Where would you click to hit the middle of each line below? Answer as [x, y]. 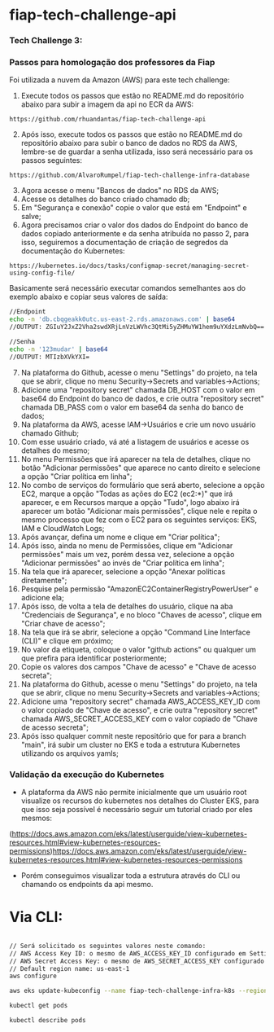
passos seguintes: [51, 160]
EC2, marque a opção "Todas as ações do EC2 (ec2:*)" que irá [127, 494]
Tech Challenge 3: [46, 41]
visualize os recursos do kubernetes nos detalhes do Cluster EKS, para [140, 801]
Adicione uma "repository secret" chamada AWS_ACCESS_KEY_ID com [141, 701]
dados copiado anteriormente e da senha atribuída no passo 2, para [135, 234]
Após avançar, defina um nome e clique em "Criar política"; [120, 537]
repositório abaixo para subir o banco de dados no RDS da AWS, [129, 143]
